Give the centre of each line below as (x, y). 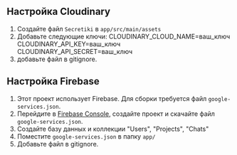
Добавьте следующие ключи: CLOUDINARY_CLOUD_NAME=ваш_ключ (123, 36)
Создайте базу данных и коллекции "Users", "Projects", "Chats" (113, 129)
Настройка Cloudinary (59, 12)
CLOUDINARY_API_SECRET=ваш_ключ (75, 51)
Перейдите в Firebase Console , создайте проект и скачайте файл (116, 114)
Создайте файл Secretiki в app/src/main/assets (89, 28)
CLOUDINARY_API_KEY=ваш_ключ (69, 44)
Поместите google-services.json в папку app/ (86, 136)
